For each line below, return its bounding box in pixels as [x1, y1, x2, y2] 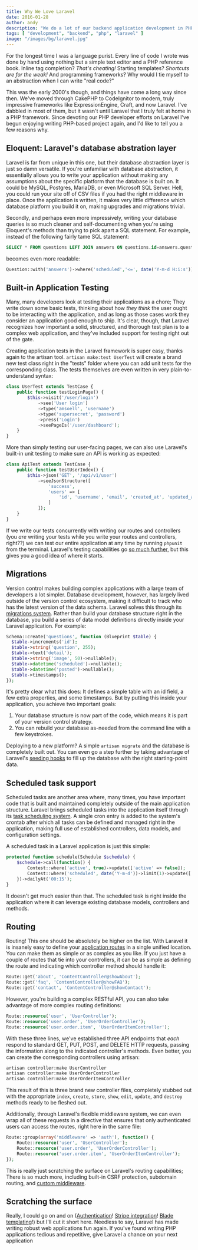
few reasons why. [6, 126, 49, 133]
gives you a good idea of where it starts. [6, 552, 104, 559]
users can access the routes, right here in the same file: [6, 1123, 141, 1130]
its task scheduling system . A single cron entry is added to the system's [6, 813, 181, 820]
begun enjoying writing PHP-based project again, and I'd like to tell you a [6, 120, 183, 127]
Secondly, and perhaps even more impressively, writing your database [6, 214, 177, 221]
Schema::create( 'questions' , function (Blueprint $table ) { [6, 634, 157, 639]
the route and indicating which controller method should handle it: [6, 962, 166, 969]
